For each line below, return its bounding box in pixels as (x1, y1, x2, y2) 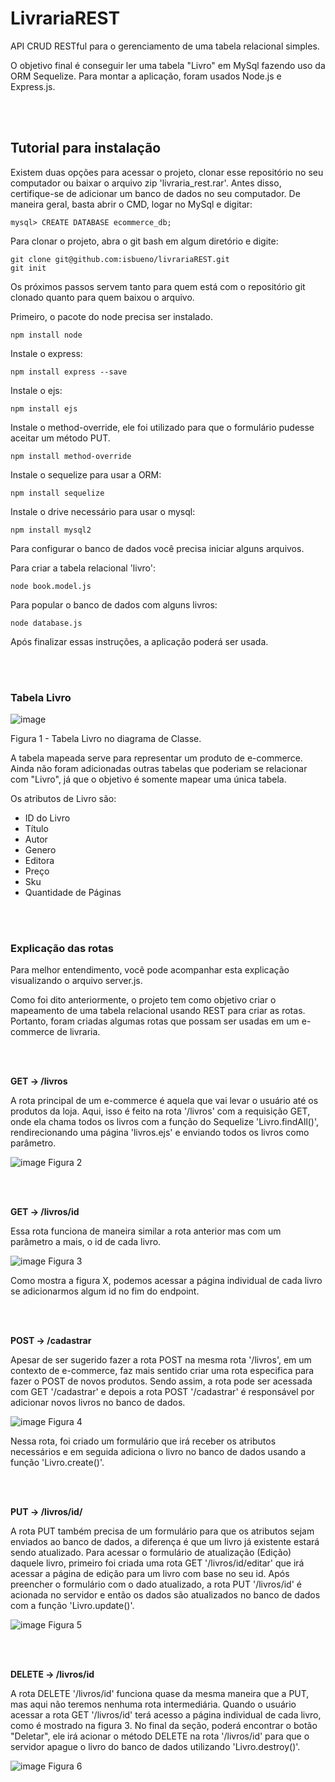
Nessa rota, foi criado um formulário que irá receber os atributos (10, 1435, 277, 1447)
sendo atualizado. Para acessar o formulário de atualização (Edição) (10, 1547, 292, 1559)
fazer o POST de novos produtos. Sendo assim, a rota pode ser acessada (10, 1375, 313, 1387)
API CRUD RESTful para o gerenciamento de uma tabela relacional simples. (10, 40, 320, 52)
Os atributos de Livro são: (10, 793, 117, 805)
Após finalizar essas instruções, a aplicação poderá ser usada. (10, 635, 269, 647)
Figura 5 (48, 1619, 83, 1631)
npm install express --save (10, 367, 128, 377)
